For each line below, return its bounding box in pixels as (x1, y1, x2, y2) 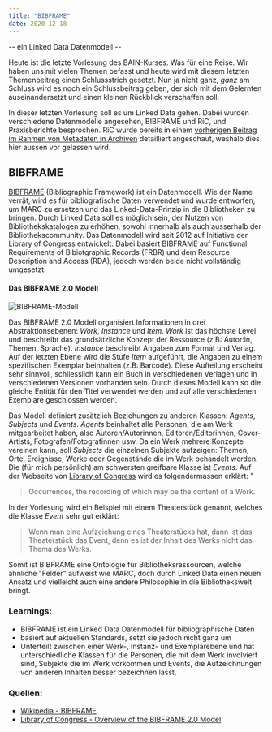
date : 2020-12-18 (8, 19, 67, 28)
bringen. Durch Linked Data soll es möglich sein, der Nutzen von (8, 213, 224, 223)
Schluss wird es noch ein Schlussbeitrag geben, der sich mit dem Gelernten (8, 83, 262, 93)
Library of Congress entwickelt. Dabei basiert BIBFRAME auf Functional (8, 239, 248, 248)
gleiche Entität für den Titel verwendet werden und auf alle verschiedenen (8, 386, 257, 396)
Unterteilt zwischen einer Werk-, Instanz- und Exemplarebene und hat (19, 641, 255, 651)
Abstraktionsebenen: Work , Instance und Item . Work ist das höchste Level (8, 325, 257, 335)
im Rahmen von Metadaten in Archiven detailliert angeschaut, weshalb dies (8, 133, 260, 143)
